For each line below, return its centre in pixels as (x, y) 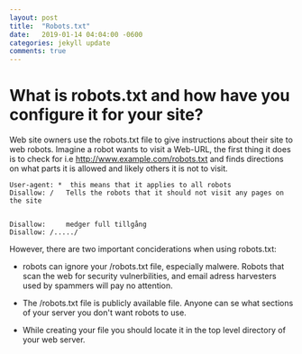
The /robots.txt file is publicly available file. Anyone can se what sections (158, 304)
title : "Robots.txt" (50, 26)
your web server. (54, 340)
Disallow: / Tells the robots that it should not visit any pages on (146, 193)
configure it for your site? (106, 115)
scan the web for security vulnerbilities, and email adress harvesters (149, 277)
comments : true (38, 51)
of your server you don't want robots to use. (104, 313)
